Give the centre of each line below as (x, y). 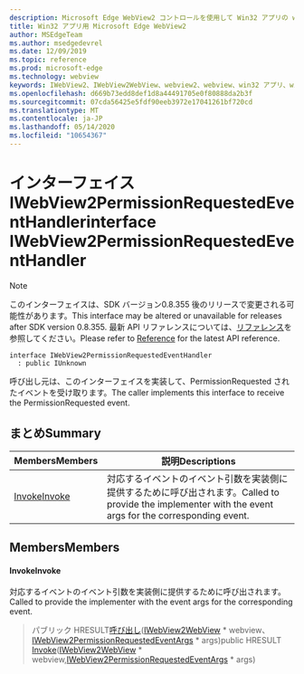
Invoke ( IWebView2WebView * (87, 650)
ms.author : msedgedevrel (56, 43)
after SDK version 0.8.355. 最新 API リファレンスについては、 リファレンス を (151, 327)
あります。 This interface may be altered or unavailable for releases (157, 315)
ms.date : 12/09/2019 (48, 52)
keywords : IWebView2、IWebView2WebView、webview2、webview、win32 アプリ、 (150, 85)
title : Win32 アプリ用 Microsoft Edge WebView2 (98, 26)
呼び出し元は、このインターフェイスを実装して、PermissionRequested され (150, 381)
